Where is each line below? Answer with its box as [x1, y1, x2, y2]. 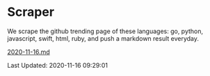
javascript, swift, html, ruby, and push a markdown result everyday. [7, 34, 200, 42]
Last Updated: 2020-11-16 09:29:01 [7, 61, 108, 69]
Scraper [7, 4, 54, 20]
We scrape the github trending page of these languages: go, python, [7, 27, 204, 35]
